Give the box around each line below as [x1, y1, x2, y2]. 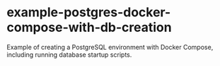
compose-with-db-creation [6, 19, 172, 35]
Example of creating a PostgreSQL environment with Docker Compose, [6, 43, 214, 51]
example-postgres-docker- [6, 4, 171, 21]
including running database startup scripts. [6, 50, 132, 59]
